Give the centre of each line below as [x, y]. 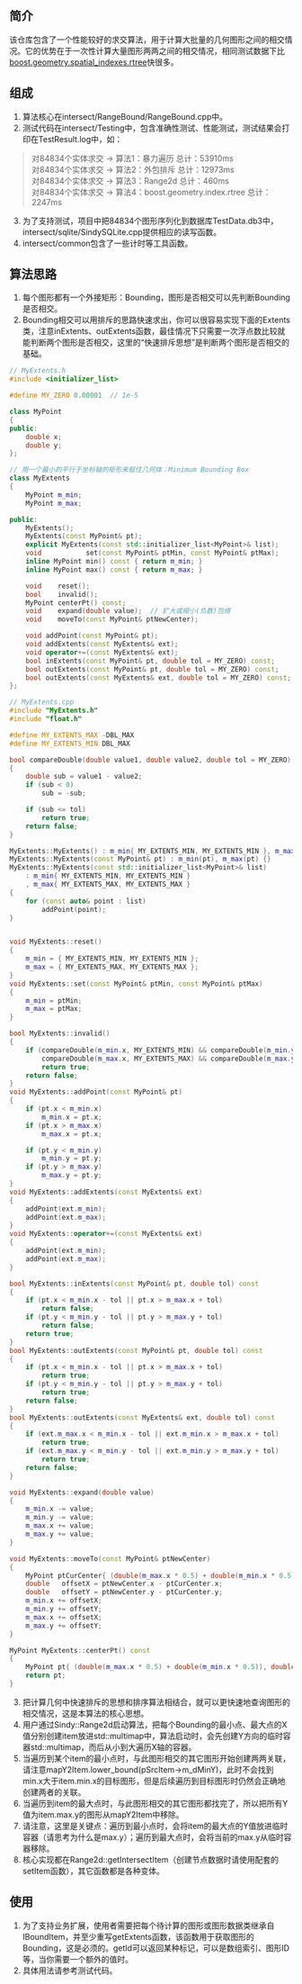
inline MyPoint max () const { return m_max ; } [114, 570]
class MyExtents [40, 478]
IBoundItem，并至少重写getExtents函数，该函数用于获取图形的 [138, 1936]
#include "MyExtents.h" [54, 711]
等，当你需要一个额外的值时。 [77, 1959]
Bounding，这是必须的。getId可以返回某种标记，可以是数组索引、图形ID [156, 1948]
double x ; [44, 437]
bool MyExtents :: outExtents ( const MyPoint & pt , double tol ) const [136, 1350]
